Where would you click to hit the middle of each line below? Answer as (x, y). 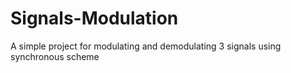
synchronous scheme (55, 56)
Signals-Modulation (94, 18)
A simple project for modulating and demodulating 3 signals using (146, 46)
